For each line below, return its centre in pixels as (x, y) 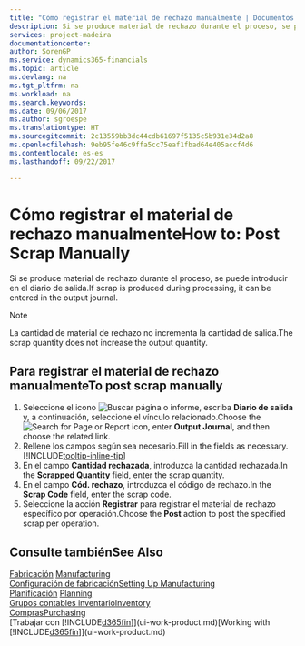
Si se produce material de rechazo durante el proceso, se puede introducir (148, 278)
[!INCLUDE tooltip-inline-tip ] (74, 456)
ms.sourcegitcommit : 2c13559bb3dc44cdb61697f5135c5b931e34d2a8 (132, 136)
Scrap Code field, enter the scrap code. (97, 495)
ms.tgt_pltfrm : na (44, 86)
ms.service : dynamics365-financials (79, 60)
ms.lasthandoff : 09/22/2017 (63, 161)
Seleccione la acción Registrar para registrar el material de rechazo (149, 504)
